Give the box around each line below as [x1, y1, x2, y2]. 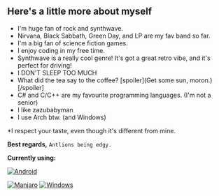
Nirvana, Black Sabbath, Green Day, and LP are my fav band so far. [17, 31, 211, 40]
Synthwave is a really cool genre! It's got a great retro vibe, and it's [17, 54, 211, 62]
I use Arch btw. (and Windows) [17, 113, 106, 121]
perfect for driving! [17, 61, 72, 69]
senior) [17, 98, 38, 107]
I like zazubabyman [17, 105, 73, 114]
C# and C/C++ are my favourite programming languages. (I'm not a [17, 91, 211, 99]
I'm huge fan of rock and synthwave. [17, 24, 124, 32]
